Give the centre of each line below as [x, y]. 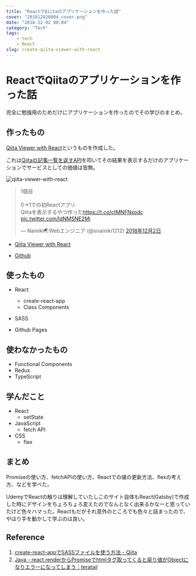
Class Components [46, 307]
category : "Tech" [27, 28]
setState [33, 417]
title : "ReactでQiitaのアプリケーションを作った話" [64, 11]
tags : [13, 33]
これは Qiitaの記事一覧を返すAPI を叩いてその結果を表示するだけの [85, 160]
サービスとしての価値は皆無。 [62, 167]
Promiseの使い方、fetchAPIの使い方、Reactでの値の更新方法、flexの [89, 477]
